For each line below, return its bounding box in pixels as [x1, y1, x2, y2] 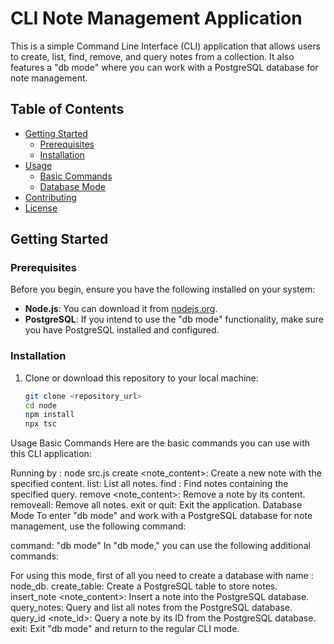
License [24, 202, 58, 214]
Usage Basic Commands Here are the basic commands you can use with [10, 437, 311, 449]
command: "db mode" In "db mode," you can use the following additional [10, 540, 311, 552]
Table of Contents [10, 101, 125, 118]
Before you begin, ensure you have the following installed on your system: [10, 283, 316, 296]
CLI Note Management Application [10, 7, 303, 30]
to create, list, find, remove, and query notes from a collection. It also [10, 50, 295, 62]
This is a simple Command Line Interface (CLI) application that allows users [10, 40, 321, 52]
